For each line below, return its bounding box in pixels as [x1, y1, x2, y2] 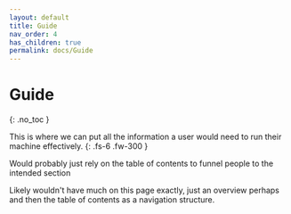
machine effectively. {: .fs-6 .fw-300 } [9, 141, 149, 152]
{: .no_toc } [9, 114, 50, 125]
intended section [9, 168, 71, 178]
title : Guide [9, 21, 58, 30]
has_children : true [9, 37, 82, 47]
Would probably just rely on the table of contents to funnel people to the [9, 158, 274, 169]
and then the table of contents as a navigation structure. [9, 194, 215, 205]
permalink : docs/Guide [9, 46, 93, 55]
